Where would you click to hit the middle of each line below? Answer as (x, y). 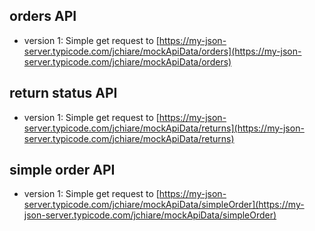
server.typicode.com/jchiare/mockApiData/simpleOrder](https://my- (164, 205)
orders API (43, 16)
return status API (63, 93)
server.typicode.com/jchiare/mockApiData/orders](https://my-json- (162, 51)
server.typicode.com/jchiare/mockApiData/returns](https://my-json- (164, 128)
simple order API (62, 170)
